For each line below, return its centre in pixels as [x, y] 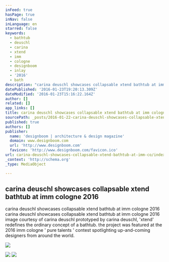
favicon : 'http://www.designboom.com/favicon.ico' [64, 150]
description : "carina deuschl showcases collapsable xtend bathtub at [81, 84]
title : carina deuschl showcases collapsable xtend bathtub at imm [77, 113]
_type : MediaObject [26, 164]
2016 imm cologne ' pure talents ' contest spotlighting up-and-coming [78, 230]
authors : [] [18, 127]
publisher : [17, 131]
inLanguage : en [21, 24]
